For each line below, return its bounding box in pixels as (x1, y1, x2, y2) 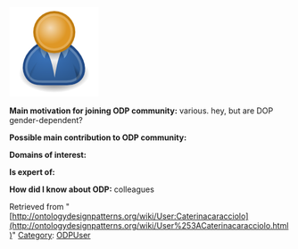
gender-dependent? (9, 115, 83, 125)
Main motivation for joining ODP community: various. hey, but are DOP (9, 105, 274, 116)
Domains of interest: (9, 150, 87, 160)
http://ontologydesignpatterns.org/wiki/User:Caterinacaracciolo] (12, 211, 249, 221)
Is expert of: (9, 167, 55, 177)
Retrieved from (9, 202, 64, 212)
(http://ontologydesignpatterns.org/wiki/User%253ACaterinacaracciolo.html (9, 220, 289, 230)
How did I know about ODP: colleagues (9, 184, 154, 195)
